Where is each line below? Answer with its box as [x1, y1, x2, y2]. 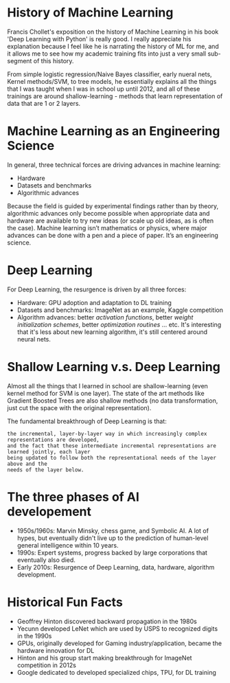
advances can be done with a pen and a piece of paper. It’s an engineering [7, 231, 218, 239]
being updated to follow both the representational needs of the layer [7, 454, 216, 461]
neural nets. [16, 335, 51, 343]
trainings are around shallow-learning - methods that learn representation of [7, 91, 223, 100]
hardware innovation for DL [16, 646, 95, 654]
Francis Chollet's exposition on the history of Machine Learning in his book [7, 27, 219, 36]
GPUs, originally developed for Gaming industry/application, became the [16, 639, 222, 647]
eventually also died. [16, 555, 76, 564]
